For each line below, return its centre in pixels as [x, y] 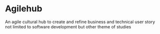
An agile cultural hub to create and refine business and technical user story [80, 22]
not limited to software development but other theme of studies [68, 26]
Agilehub [24, 9]
